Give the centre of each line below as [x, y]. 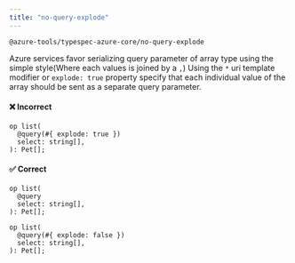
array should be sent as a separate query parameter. [105, 86]
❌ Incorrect [31, 107]
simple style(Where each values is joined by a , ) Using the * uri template [142, 68]
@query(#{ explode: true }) [69, 134]
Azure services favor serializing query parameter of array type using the [141, 58]
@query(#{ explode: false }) [71, 235]
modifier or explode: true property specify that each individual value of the [147, 77]
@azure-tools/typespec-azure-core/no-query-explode [107, 42]
